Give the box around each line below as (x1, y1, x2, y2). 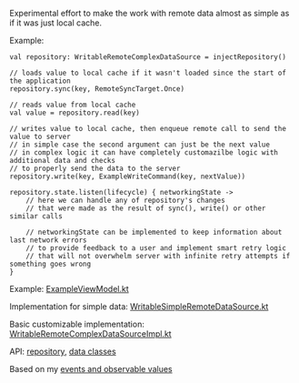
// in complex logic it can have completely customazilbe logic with (9, 148, 279, 157)
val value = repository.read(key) (9, 108, 141, 117)
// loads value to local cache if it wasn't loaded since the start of (9, 68, 286, 77)
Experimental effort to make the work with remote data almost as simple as (9, 8, 290, 18)
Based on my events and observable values (9, 364, 173, 374)
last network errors (9, 236, 88, 245)
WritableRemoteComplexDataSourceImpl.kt (9, 328, 172, 339)
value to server (9, 132, 71, 141)
